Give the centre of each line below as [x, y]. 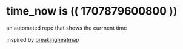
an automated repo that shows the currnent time [67, 28]
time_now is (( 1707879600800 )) [92, 11]
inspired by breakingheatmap [43, 39]
